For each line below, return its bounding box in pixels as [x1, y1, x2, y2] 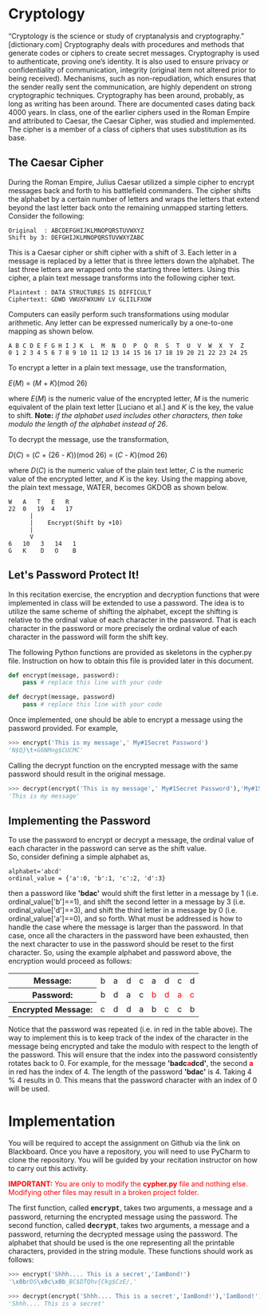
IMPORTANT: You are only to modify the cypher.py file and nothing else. [8, 1179, 249, 1189]
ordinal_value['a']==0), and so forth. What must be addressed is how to [8, 914, 243, 924]
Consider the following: [8, 211, 85, 220]
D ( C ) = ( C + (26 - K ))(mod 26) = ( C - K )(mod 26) [8, 450, 167, 460]
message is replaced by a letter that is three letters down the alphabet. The [8, 256, 255, 266]
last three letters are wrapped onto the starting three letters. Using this [8, 264, 240, 274]
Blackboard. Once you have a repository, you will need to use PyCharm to [8, 1146, 250, 1157]
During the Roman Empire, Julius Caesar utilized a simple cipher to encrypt [8, 177, 255, 187]
